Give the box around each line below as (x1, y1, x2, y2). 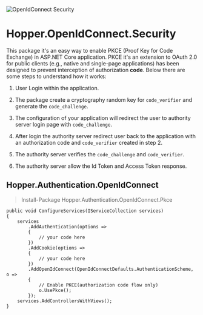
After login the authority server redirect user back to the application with (15, 132, 196, 139)
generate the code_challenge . (15, 102, 88, 110)
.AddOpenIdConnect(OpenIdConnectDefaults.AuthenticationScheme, (28, 266, 194, 272)
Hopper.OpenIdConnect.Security (6, 27, 176, 41)
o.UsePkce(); (38, 287, 72, 293)
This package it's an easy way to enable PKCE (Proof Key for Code (6, 47, 173, 54)
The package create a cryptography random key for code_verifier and (15, 96, 193, 103)
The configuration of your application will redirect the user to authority (15, 114, 191, 121)
